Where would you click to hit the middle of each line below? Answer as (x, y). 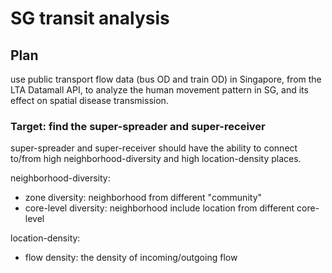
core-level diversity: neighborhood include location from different (159, 208)
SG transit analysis (90, 18)
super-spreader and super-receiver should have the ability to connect (154, 148)
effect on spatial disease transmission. (89, 100)
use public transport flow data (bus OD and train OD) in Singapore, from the (166, 79)
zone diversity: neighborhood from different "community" (143, 198)
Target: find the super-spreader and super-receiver (138, 126)
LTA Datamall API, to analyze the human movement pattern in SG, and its (159, 90)
